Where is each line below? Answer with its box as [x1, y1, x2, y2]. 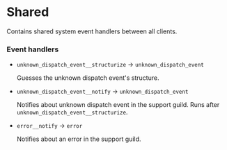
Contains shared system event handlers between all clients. [6, 27, 178, 35]
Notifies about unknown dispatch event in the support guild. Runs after [16, 101, 220, 109]
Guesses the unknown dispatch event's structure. [16, 74, 159, 82]
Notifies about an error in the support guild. [16, 135, 141, 143]
